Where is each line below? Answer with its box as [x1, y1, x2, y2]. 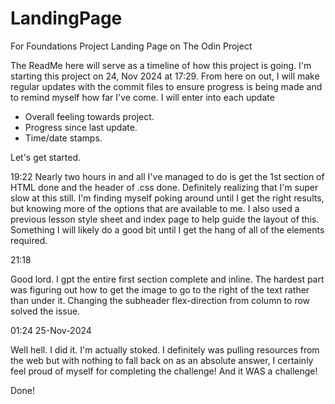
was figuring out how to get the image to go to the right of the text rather [10, 283, 310, 296]
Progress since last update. [24, 121, 138, 133]
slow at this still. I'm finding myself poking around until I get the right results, [10, 192, 325, 204]
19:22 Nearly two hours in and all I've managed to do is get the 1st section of [10, 170, 325, 182]
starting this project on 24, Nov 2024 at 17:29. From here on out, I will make [10, 70, 320, 82]
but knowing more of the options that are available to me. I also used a [10, 202, 300, 214]
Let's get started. [10, 151, 82, 163]
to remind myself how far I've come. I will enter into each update [10, 91, 275, 103]
